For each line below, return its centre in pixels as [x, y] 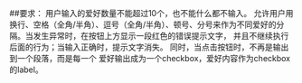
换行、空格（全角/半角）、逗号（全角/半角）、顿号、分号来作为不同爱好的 [143, 24]
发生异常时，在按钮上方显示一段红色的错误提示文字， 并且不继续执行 [161, 36]
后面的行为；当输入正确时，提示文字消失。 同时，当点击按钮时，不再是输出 [149, 47]
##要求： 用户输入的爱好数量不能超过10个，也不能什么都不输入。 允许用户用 [151, 13]
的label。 [26, 69]
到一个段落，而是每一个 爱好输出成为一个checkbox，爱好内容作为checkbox [150, 58]
